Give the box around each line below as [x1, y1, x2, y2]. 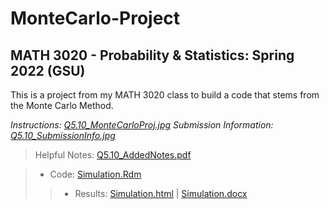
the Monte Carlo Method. [10, 100, 114, 111]
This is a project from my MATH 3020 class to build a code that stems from [10, 89, 320, 101]
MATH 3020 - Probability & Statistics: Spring [10, 47, 295, 64]
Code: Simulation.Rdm [49, 168, 142, 180]
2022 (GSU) [10, 62, 86, 79]
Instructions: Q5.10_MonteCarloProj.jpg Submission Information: [10, 119, 274, 131]
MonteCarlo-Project [10, 7, 181, 30]
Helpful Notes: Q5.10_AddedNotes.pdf [34, 149, 192, 161]
